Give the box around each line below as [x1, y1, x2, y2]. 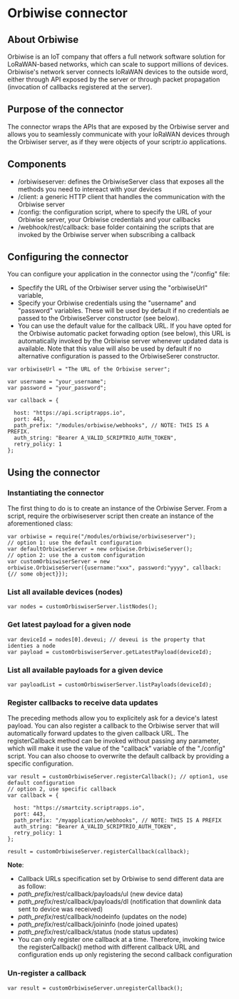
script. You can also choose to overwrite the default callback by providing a [7, 752, 230, 760]
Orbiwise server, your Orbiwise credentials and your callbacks [17, 215, 201, 224]
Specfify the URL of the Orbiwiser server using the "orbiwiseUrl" [17, 283, 208, 292]
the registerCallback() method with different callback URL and [17, 943, 200, 951]
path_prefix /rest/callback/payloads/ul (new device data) [17, 890, 183, 898]
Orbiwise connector [7, 5, 128, 21]
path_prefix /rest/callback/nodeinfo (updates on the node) [17, 913, 188, 921]
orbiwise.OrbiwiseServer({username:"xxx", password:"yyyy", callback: [7, 564, 222, 572]
